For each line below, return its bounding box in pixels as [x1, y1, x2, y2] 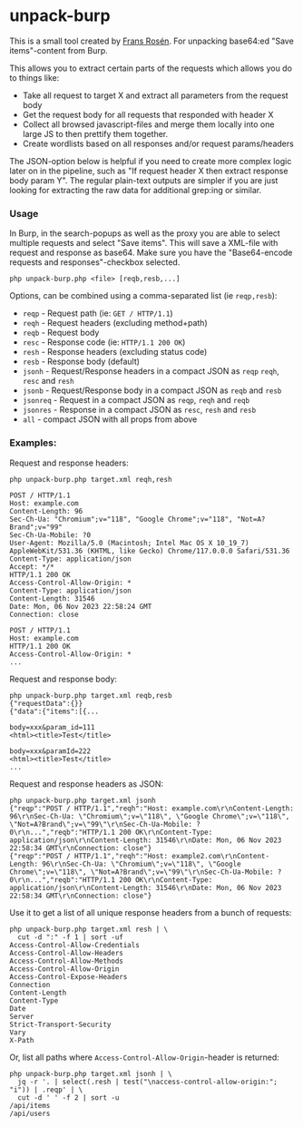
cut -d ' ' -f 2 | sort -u [17, 1093, 120, 1102]
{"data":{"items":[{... [9, 707, 100, 716]
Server [9, 1012, 34, 1021]
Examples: [9, 436, 57, 449]
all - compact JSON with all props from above [22, 414, 198, 425]
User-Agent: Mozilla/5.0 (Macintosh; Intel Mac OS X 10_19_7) [9, 538, 249, 547]
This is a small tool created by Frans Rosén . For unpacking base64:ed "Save [9, 35, 295, 46]
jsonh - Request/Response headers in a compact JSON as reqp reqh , [22, 366, 279, 377]
